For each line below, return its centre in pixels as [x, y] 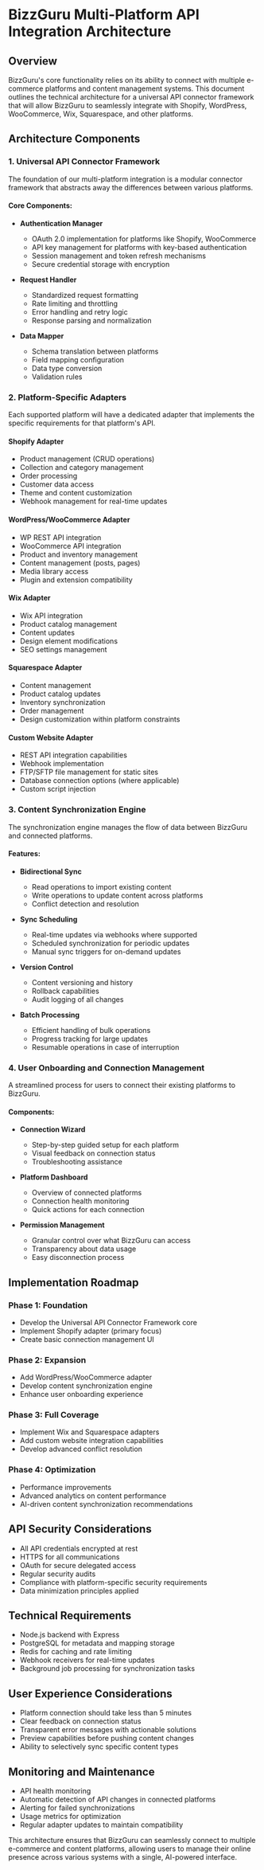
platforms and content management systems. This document [145, 88]
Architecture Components [74, 139]
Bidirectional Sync [50, 871]
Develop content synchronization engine [86, 1386]
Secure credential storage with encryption [101, 264]
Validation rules [57, 377]
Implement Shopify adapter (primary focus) [91, 1331]
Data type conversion [67, 368]
